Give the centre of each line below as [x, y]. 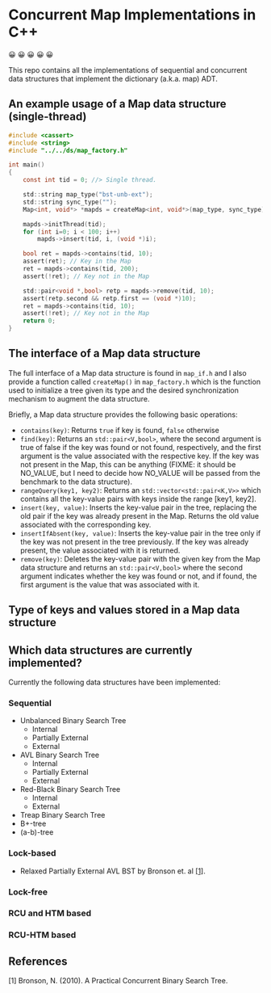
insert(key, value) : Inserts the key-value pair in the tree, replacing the [138, 507]
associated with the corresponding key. [85, 524]
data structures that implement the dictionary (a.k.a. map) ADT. [113, 78]
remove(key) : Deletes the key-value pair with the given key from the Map [140, 558]
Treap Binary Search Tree [63, 815]
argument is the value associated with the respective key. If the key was [140, 456]
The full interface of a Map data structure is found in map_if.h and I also [128, 372]
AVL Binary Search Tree [59, 755]
